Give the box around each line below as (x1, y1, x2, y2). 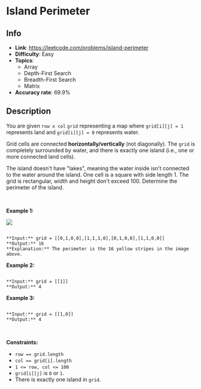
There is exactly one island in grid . (14, 376, 101, 383)
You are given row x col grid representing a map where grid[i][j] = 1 (6, 122, 184, 129)
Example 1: (6, 207, 34, 214)
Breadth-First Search (23, 76, 76, 83)
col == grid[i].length (14, 358, 72, 364)
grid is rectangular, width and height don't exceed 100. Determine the (6, 177, 178, 185)
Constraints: (6, 338, 38, 346)
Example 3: (6, 294, 35, 301)
